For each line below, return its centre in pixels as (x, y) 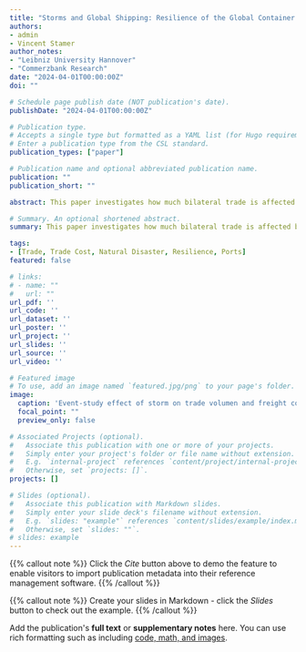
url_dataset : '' (40, 320)
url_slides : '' (38, 344)
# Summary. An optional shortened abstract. (95, 219)
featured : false (40, 260)
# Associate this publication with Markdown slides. (116, 504)
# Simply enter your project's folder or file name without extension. (153, 453)
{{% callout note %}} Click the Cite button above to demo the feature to (143, 564)
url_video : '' (36, 362)
